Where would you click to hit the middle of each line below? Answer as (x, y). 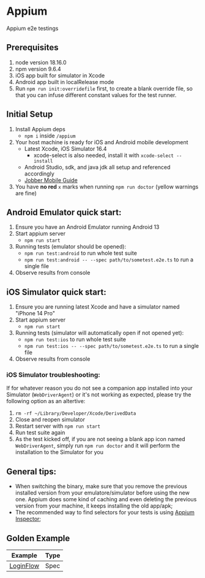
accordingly (39, 174)
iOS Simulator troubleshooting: (53, 375)
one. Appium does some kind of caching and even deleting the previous (106, 499)
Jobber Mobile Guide (51, 180)
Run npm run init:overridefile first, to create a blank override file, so (104, 88)
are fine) (26, 193)
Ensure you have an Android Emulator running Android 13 (87, 227)
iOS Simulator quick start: (56, 292)
